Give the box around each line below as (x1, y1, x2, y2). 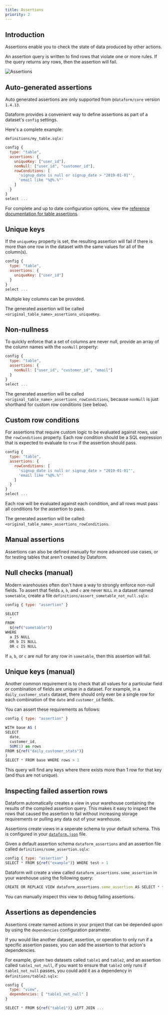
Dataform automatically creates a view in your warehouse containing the (5, 800, 154, 806)
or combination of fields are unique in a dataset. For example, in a (5, 686, 140, 692)
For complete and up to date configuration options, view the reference (5, 205, 150, 211)
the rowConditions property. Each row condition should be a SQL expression (5, 435, 162, 441)
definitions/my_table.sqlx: (5, 136, 64, 141)
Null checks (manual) (5, 568, 73, 577)
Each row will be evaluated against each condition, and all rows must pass (5, 501, 158, 507)
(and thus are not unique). (5, 772, 59, 778)
